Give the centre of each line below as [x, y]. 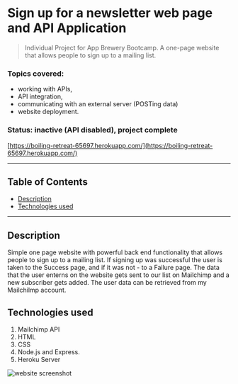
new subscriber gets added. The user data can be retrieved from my [107, 283]
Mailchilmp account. [37, 290]
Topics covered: [36, 74]
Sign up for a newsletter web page [110, 13]
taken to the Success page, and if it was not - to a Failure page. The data [113, 268]
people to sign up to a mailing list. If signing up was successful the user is [115, 260]
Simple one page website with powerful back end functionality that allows [115, 252]
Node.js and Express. [49, 351]
